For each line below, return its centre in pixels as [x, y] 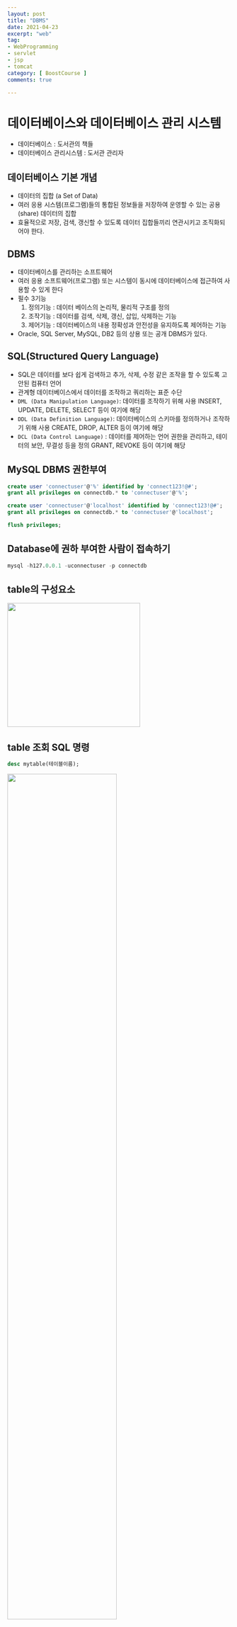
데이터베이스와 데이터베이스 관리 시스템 [114, 123]
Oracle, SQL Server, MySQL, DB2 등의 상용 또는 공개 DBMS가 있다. [112, 333]
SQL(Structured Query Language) [83, 356]
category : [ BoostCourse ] [47, 73]
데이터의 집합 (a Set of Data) [58, 196]
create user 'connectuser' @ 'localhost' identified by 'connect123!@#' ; [115, 506]
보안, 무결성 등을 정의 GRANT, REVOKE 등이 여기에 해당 [108, 445]
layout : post [27, 14]
